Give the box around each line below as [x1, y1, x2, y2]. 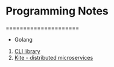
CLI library [14, 47, 40, 55]
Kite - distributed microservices [14, 54, 93, 61]
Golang [14, 36, 33, 43]
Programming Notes [5, 4, 109, 18]
